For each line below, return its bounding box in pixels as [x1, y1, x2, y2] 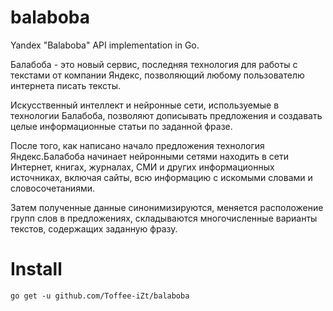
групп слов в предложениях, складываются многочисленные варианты [10, 212, 318, 224]
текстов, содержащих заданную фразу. [10, 222, 178, 235]
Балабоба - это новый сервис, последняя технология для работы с [10, 58, 298, 70]
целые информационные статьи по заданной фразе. [10, 120, 233, 132]
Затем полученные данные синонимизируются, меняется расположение [10, 201, 324, 213]
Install [10, 258, 63, 281]
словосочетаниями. [10, 182, 96, 194]
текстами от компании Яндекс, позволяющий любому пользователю [10, 69, 305, 81]
